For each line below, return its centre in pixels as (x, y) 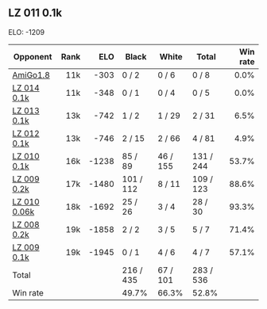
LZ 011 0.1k (35, 13)
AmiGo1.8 (31, 74)
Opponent (33, 56)
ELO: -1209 (27, 32)
